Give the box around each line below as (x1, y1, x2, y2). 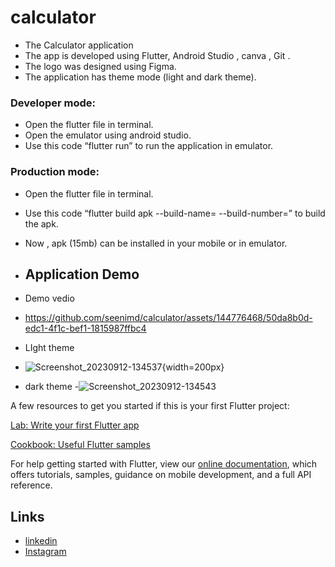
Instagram (24, 546, 67, 558)
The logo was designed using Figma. (24, 60, 177, 72)
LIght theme (24, 342, 75, 354)
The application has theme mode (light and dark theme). (24, 71, 257, 83)
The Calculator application (24, 39, 134, 51)
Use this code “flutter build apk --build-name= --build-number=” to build (24, 207, 326, 219)
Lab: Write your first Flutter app (10, 419, 140, 431)
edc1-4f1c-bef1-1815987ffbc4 (24, 322, 147, 335)
